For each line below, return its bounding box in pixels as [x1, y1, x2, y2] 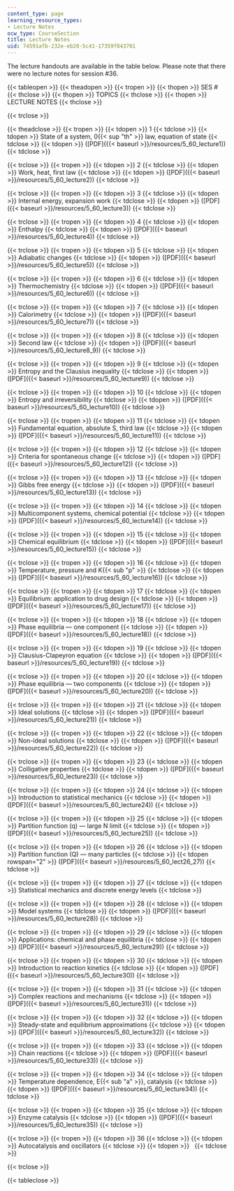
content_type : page [7, 10, 64, 17]
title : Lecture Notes [7, 36, 71, 43]
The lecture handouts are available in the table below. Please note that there [7, 62, 226, 70]
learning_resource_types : [7, 17, 82, 24]
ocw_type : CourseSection [7, 29, 80, 37]
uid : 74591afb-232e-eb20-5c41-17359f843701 [7, 43, 136, 50]
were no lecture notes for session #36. [7, 69, 119, 78]
